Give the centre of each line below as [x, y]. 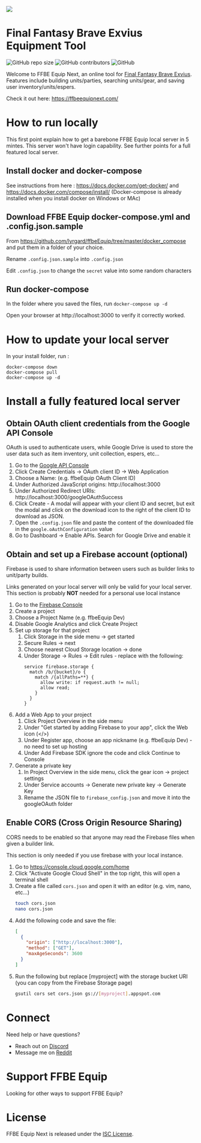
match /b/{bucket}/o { [58, 672]
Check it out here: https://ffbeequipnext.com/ [62, 98]
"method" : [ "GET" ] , [50, 948]
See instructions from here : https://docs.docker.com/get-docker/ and [92, 185]
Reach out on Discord [42, 1046]
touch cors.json [35, 903]
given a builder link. [31, 844]
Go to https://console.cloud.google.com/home [72, 866]
